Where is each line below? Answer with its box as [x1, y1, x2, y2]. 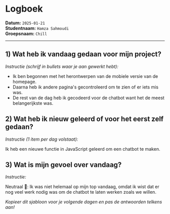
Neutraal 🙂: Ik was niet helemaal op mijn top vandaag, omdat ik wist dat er [5, 184, 159, 190]
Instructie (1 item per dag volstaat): [5, 136, 78, 142]
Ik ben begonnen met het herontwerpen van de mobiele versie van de [12, 73, 158, 79]
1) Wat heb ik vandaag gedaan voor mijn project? [5, 50, 162, 59]
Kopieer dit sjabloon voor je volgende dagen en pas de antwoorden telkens [5, 199, 162, 205]
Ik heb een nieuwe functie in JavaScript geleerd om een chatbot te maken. [5, 146, 160, 152]
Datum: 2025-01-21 [5, 20, 46, 26]
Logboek [5, 3, 43, 15]
